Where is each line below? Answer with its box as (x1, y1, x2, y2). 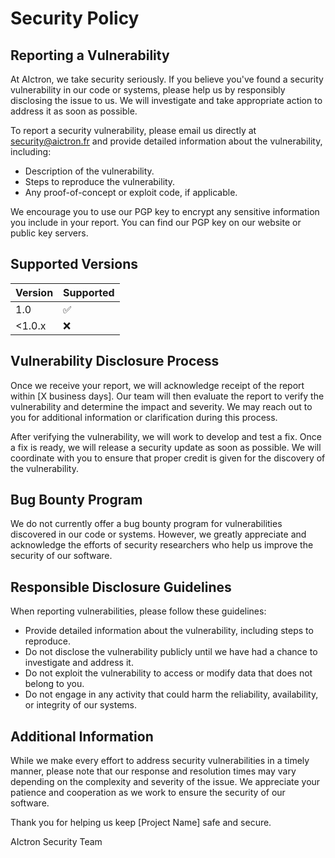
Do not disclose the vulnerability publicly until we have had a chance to (24, 646, 318, 658)
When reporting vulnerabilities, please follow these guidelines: (10, 605, 267, 617)
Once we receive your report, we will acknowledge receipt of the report (10, 379, 305, 391)
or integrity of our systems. (24, 699, 138, 711)
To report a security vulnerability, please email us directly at (10, 125, 257, 136)
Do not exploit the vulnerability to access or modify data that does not (24, 667, 313, 679)
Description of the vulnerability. (24, 165, 155, 177)
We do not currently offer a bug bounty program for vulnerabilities (10, 518, 283, 530)
